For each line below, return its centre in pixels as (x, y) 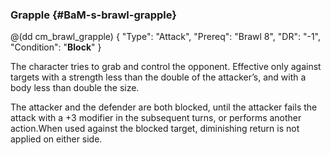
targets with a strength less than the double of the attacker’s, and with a (158, 77)
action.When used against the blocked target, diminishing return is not (155, 129)
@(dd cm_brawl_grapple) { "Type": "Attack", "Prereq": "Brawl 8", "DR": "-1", (166, 37)
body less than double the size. (75, 88)
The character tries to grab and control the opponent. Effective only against (166, 67)
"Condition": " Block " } (56, 47)
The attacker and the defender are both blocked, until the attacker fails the (164, 107)
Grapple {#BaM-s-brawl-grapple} (93, 15)
